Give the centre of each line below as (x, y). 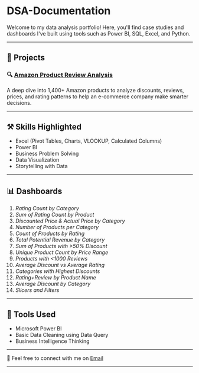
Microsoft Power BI (38, 329)
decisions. (19, 102)
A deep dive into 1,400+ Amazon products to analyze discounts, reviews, (96, 90)
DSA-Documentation (59, 11)
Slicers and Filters (37, 290)
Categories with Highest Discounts (58, 271)
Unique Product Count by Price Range (62, 252)
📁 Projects (26, 58)
